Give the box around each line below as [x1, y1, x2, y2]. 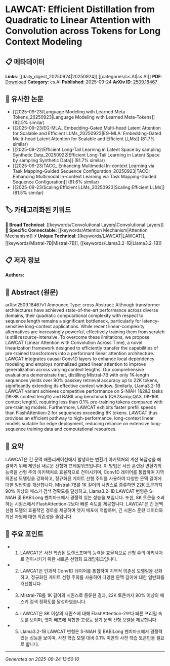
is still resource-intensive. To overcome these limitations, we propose [5, 334, 150, 340]
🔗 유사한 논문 [5, 95, 44, 104]
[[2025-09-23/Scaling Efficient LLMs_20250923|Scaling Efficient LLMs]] [12, 184, 165, 190]
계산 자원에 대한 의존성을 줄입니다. [5, 514, 73, 520]
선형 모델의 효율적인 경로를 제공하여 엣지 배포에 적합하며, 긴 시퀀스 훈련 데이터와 [5, 507, 163, 514]
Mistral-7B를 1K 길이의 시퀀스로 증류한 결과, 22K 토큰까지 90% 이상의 [20, 592, 159, 598]
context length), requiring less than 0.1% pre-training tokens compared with [5, 399, 163, 405]
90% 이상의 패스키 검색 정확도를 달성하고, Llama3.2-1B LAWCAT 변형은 [5, 488, 148, 494]
